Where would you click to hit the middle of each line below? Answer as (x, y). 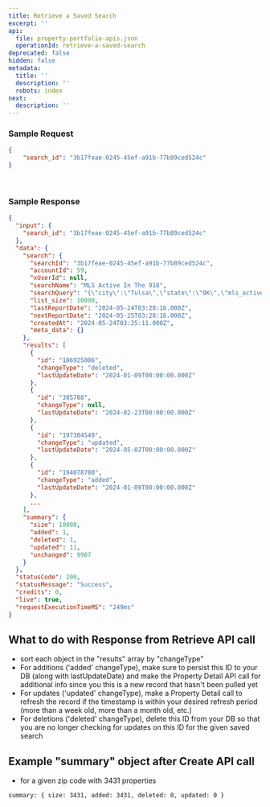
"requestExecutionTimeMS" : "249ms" (75, 607)
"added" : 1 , (49, 533)
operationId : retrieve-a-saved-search (81, 46)
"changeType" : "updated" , (81, 443)
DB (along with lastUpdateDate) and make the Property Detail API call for (140, 676)
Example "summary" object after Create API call (131, 761)
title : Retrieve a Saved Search (62, 16)
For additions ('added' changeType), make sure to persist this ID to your (139, 668)
